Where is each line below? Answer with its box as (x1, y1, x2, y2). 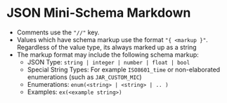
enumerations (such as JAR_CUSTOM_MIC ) (27, 72, 142, 81)
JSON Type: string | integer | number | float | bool (27, 57, 190, 66)
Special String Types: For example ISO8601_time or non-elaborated (27, 65, 221, 74)
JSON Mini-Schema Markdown (6, 5, 191, 21)
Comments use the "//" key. (16, 28, 100, 36)
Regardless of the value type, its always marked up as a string (16, 43, 197, 51)
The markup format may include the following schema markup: (16, 50, 200, 59)
